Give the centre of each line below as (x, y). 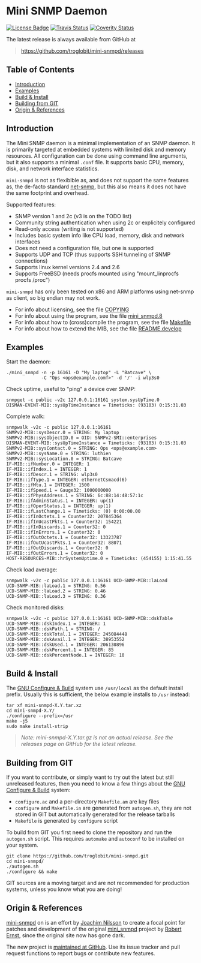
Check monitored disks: (35, 607)
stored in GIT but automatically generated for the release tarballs (95, 814)
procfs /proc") (32, 279)
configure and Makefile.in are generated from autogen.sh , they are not (103, 808)
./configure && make (32, 872)
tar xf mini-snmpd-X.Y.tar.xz (44, 706)
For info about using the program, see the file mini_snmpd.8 (89, 315)
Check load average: (32, 570)
